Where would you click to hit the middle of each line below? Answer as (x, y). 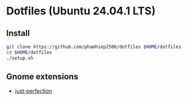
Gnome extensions (42, 77)
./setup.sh (20, 58)
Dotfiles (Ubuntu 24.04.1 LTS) (81, 11)
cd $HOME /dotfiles (29, 52)
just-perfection (33, 91)
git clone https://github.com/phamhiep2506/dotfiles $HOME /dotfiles (94, 47)
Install (18, 33)
